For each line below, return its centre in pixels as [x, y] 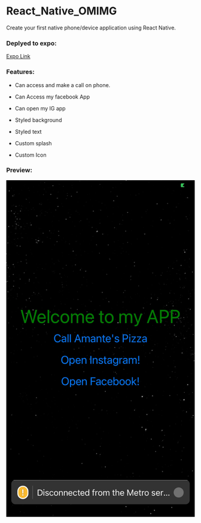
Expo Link [19, 56]
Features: [20, 72]
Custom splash [33, 143]
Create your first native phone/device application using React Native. [91, 28]
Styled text [28, 132]
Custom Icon [31, 155]
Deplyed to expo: [31, 43]
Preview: [19, 171]
